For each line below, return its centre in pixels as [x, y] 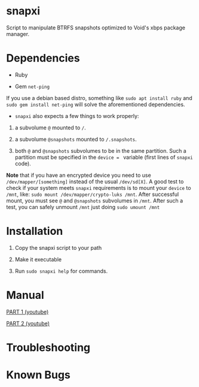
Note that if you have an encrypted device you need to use [79, 175]
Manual [25, 295]
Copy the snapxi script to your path [58, 247]
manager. [18, 34]
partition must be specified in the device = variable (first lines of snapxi [104, 157]
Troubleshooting [48, 347]
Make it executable [38, 259]
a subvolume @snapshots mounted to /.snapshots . [76, 139]
